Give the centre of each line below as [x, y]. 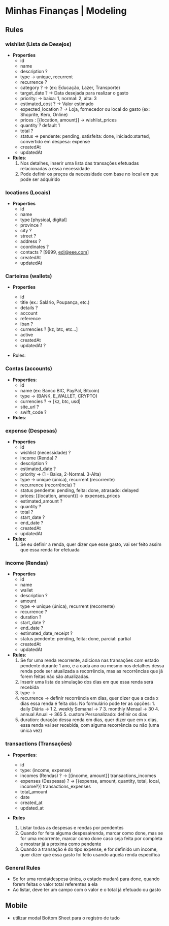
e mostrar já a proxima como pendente [61, 844]
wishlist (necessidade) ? [45, 453]
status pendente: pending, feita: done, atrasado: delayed [79, 490]
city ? [26, 231]
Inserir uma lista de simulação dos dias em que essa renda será [87, 682]
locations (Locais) [28, 192]
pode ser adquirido [40, 179]
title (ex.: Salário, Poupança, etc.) [55, 302]
